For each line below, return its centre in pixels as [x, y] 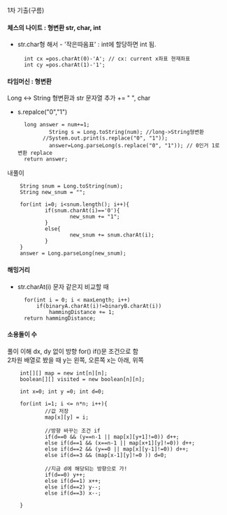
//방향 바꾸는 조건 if [72, 431]
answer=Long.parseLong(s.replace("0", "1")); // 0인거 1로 [134, 146]
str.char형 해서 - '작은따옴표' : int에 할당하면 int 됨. [87, 45]
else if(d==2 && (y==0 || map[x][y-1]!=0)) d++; [117, 449]
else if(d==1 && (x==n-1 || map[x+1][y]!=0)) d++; [120, 443]
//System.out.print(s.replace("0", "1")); [105, 138]
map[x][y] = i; [67, 417]
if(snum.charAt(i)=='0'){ [82, 211]
